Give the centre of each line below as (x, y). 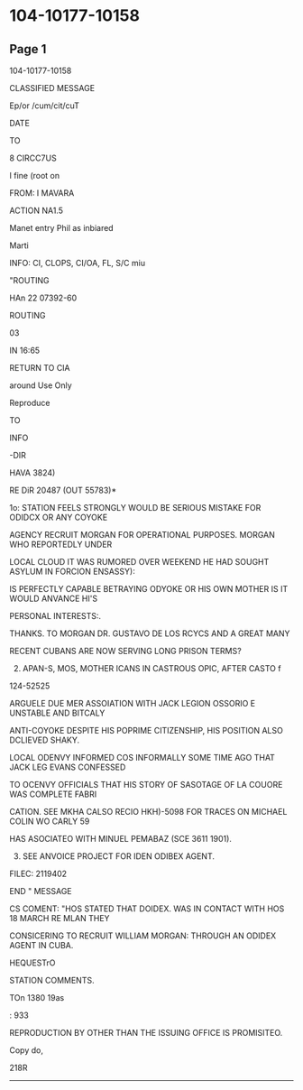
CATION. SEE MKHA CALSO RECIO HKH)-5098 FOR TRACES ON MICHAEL (148, 812)
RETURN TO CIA (40, 368)
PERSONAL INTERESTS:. (55, 616)
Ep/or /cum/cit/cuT (44, 106)
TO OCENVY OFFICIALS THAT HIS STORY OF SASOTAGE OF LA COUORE (146, 785)
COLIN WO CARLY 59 (50, 821)
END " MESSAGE (41, 891)
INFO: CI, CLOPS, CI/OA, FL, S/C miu (78, 263)
